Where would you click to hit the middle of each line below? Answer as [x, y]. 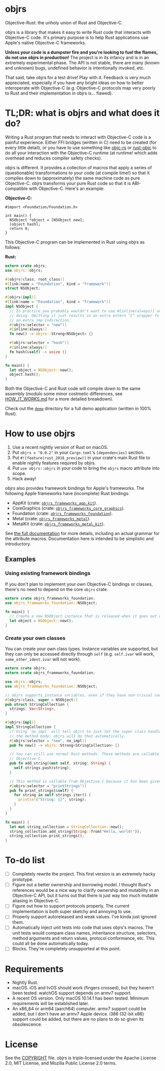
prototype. [23, 880]
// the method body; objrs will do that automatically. [68, 736]
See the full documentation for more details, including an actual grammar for [82, 534]
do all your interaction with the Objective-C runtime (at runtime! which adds [82, 153]
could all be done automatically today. [51, 944]
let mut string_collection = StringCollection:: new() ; [67, 827]
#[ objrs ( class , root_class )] [35, 279]
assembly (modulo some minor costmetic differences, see [64, 394]
